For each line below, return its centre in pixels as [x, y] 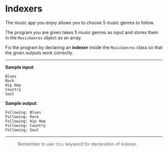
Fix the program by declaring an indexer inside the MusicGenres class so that [84, 47]
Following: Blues [23, 112]
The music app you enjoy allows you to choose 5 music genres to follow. [80, 23]
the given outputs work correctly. [39, 53]
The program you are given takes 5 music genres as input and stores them [82, 32]
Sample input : [20, 67]
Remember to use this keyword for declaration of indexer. [77, 144]
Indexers [24, 9]
